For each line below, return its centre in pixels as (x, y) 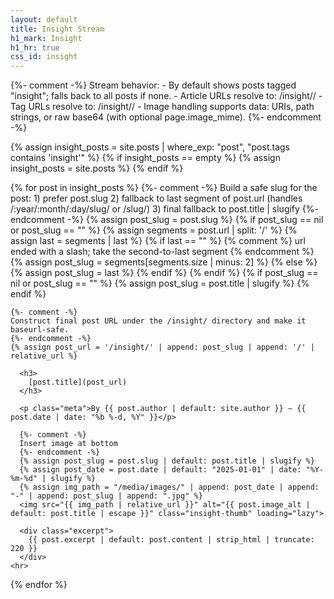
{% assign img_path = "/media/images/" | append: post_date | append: (169, 487)
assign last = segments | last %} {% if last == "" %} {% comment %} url (158, 241)
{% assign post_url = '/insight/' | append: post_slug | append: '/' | (162, 347)
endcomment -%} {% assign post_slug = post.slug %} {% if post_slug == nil (167, 220)
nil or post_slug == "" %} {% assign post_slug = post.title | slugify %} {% (160, 283)
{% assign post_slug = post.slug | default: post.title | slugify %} (167, 461)
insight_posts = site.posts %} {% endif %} (97, 168)
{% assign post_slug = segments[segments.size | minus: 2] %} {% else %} (164, 262)
